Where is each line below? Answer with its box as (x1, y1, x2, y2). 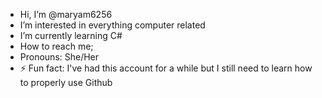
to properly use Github (19, 77, 113, 88)
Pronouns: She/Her (19, 51, 100, 63)
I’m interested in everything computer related (19, 19, 206, 31)
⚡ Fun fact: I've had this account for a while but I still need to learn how (19, 62, 313, 74)
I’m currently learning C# (19, 30, 123, 41)
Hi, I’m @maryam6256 (19, 9, 113, 20)
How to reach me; (19, 40, 94, 52)
